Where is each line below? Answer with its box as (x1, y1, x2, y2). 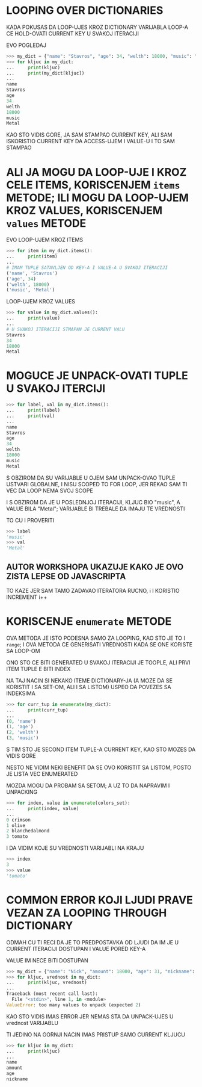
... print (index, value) (6, 805, 79, 811)
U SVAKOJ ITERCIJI (6, 382, 106, 395)
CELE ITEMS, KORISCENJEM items (6, 178, 180, 191)
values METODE (6, 216, 87, 230)
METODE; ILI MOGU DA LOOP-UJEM (6, 191, 189, 205)
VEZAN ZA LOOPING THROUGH (6, 906, 167, 920)
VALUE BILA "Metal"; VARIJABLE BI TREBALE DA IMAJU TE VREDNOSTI (6, 505, 185, 512)
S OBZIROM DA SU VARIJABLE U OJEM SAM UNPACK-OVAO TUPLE (6, 474, 176, 482)
